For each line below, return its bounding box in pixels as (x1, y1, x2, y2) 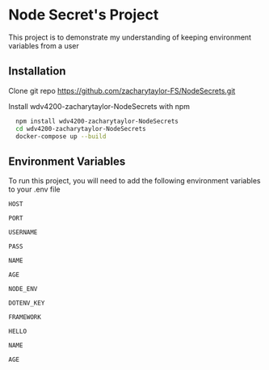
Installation (8, 65, 66, 78)
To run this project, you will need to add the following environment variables (8, 176, 261, 186)
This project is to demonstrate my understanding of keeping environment (8, 32, 252, 42)
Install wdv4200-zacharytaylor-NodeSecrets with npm (8, 101, 191, 111)
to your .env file (8, 184, 61, 195)
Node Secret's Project (8, 6, 159, 24)
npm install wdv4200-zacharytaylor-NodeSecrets (15, 117, 179, 125)
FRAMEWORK (8, 313, 42, 322)
